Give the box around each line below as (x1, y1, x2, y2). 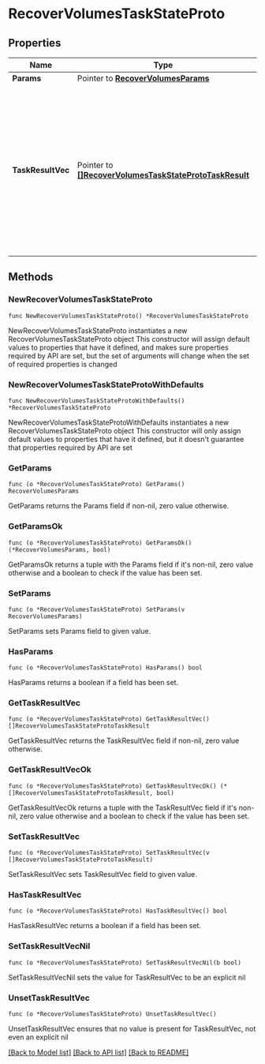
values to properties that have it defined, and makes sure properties (8, 343, 229, 352)
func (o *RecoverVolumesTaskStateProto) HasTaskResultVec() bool (8, 907, 227, 916)
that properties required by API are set (8, 443, 132, 452)
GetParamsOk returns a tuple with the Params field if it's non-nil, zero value (8, 560, 254, 569)
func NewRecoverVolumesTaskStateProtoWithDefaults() (8, 396, 185, 405)
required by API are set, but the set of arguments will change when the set (8, 350, 250, 360)
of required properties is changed (8, 359, 118, 369)
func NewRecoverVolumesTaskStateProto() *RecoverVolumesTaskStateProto (8, 312, 248, 320)
